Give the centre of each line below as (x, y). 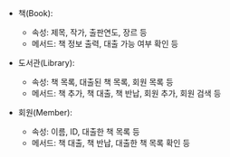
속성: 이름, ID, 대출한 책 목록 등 (86, 132)
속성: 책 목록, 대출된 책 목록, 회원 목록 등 (102, 82)
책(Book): (35, 13)
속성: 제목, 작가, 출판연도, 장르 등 (89, 32)
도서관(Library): (46, 63)
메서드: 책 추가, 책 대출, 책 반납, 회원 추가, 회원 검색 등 (126, 93)
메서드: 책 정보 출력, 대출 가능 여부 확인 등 (105, 44)
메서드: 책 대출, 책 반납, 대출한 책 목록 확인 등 (110, 143)
